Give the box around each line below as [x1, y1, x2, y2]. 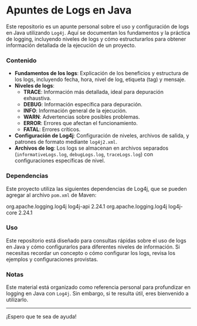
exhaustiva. [23, 95, 52, 102]
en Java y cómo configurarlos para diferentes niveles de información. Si [6, 243, 180, 250]
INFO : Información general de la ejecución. [23, 107, 127, 115]
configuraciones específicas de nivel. [14, 157, 106, 164]
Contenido [6, 56, 37, 65]
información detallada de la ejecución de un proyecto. [6, 42, 137, 49]
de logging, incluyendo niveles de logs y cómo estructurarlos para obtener [6, 35, 186, 42]
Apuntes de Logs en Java [6, 4, 132, 17]
